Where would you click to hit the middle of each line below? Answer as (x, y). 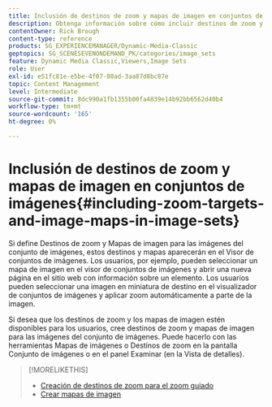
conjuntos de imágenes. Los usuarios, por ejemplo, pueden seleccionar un (133, 260)
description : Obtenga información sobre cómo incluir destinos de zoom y (136, 24)
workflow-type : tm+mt (45, 106)
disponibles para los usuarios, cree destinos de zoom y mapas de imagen (132, 328)
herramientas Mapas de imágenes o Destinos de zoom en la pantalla (123, 345)
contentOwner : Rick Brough (54, 31)
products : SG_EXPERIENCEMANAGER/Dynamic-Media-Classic (103, 46)
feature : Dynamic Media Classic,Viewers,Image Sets (97, 62)
